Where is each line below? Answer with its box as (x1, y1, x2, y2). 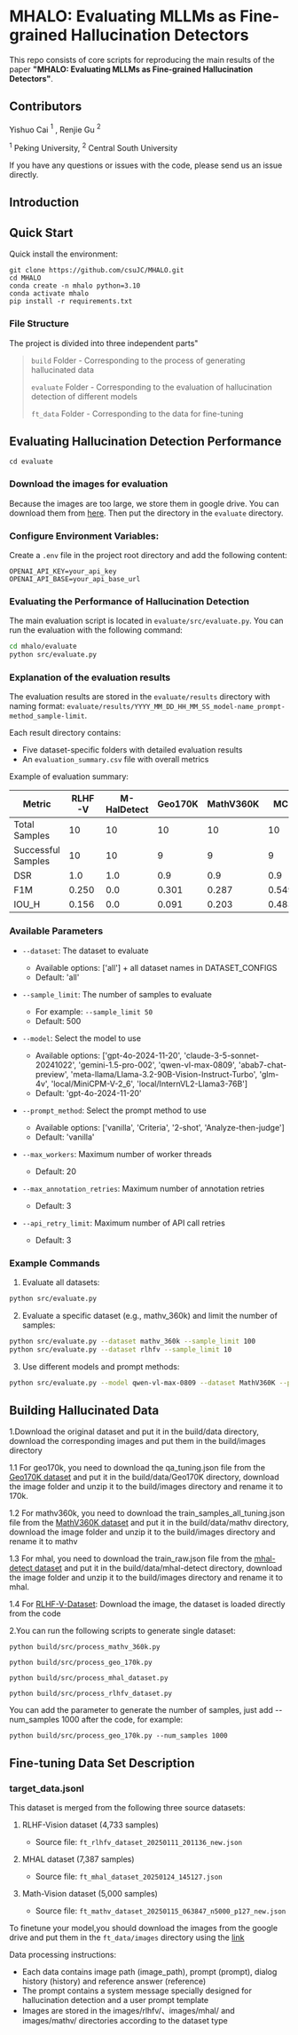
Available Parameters (9, 925, 104, 937)
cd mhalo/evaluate (9, 642, 77, 651)
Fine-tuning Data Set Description (9, 1755, 195, 1771)
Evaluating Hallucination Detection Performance (9, 433, 282, 449)
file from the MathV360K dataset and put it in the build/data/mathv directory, (9, 1518, 289, 1528)
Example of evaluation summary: (9, 771, 129, 782)
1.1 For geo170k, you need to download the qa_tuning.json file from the (9, 1463, 266, 1473)
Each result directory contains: (9, 728, 122, 738)
